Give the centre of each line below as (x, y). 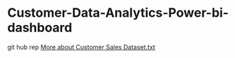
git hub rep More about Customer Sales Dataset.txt (81, 47)
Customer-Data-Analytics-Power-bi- (118, 13)
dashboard (40, 28)
